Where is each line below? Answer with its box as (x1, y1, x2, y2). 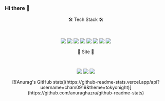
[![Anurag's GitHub (12, 79, 52, 85)
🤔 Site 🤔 (77, 48, 95, 55)
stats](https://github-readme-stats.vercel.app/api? (52, 79, 160, 85)
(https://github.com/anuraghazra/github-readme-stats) (27, 90, 144, 96)
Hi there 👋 (5, 5, 30, 12)
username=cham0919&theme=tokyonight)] (40, 84, 132, 91)
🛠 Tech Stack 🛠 (68, 16, 104, 22)
